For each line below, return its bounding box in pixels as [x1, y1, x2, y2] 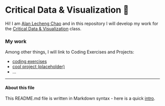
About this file [5, 85, 35, 90]
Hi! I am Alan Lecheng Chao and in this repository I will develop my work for [5, 21, 159, 26]
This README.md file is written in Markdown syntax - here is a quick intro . [5, 95, 156, 102]
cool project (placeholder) [12, 64, 65, 70]
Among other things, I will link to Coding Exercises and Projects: [5, 49, 134, 55]
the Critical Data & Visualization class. [5, 25, 82, 31]
